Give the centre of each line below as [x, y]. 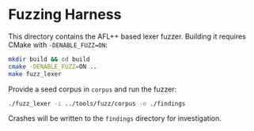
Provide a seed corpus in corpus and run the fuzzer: [93, 89]
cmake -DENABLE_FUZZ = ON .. [53, 66]
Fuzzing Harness [65, 15]
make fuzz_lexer [35, 74]
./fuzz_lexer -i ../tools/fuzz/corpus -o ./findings [97, 103]
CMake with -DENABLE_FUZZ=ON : [58, 44]
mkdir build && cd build [49, 59]
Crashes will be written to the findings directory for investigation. [115, 118]
